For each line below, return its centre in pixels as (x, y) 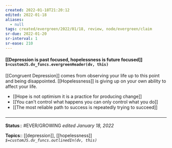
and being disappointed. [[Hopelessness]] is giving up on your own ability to (86, 81)
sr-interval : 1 (21, 39)
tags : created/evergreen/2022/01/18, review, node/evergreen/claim (79, 29)
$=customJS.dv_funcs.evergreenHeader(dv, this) (57, 65)
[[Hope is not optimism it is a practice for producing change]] (77, 96)
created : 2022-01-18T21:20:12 (38, 10)
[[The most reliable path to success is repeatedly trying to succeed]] (85, 107)
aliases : (15, 19)
